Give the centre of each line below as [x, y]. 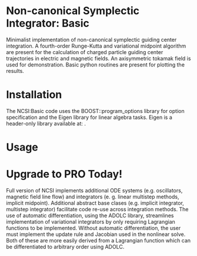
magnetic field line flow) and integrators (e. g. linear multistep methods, [93, 197]
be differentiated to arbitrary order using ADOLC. [65, 247]
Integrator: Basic [48, 23]
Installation [34, 95]
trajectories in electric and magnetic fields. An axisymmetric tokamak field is [98, 58]
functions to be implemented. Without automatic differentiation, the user [94, 228]
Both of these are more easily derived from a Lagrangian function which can [98, 240]
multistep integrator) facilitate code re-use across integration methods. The [97, 209]
